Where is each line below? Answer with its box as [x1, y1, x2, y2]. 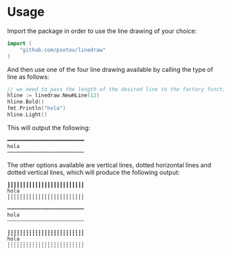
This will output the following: [7, 123, 91, 132]
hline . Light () [7, 111, 48, 119]
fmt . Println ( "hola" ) [7, 105, 67, 112]
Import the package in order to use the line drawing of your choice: [7, 27, 197, 35]
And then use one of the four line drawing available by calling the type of [7, 65, 213, 73]
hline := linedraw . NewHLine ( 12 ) [7, 92, 100, 99]
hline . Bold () [7, 99, 45, 106]
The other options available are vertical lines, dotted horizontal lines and [7, 160, 212, 169]
